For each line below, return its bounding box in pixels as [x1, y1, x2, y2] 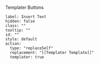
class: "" [5, 23, 26, 28]
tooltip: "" [5, 28, 30, 33]
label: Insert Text [5, 14, 47, 19]
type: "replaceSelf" [10, 46, 53, 51]
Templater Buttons [5, 5, 44, 10]
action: [5, 41, 22, 46]
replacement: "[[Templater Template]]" [10, 50, 94, 55]
